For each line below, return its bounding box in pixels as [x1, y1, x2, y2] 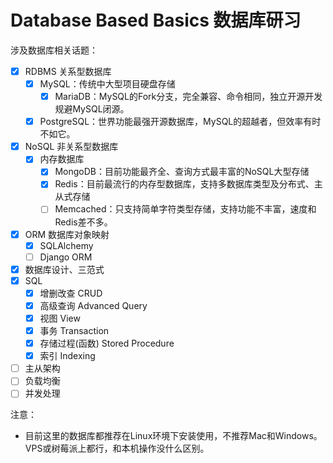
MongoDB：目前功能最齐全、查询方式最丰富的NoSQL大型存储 [54, 166, 310, 178]
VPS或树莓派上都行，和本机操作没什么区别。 [24, 442, 210, 455]
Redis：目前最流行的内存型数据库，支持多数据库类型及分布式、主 [54, 178, 323, 190]
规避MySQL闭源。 [54, 103, 130, 115]
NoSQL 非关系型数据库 [24, 141, 119, 153]
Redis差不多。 [54, 216, 113, 228]
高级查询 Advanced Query [39, 299, 148, 311]
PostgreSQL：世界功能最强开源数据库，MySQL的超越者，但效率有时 [39, 116, 322, 128]
